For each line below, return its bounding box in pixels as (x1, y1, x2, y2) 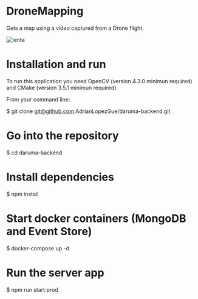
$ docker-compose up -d (6, 244, 70, 252)
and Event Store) (6, 224, 92, 238)
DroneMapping (6, 4, 84, 18)
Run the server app (6, 266, 104, 280)
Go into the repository (6, 129, 120, 143)
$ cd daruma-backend (6, 149, 63, 156)
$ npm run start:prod (6, 286, 59, 293)
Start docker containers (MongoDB (6, 211, 186, 225)
